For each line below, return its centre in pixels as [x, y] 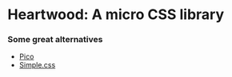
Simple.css [37, 65]
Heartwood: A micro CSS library [116, 15]
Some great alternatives [55, 40]
